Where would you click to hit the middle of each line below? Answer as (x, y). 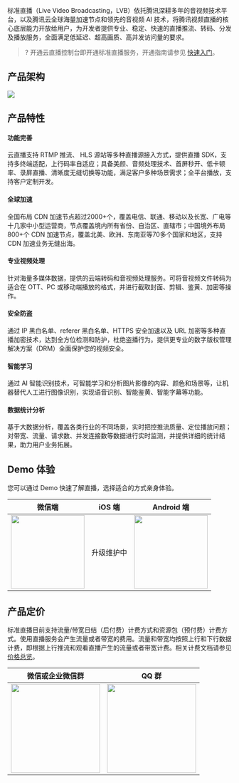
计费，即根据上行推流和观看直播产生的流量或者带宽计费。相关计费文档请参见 (119, 648)
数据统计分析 (26, 410)
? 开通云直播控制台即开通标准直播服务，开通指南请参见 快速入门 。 (122, 52)
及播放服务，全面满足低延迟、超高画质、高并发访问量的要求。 (98, 37)
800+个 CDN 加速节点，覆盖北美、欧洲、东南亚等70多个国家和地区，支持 (115, 234)
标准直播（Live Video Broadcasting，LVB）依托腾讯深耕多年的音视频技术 (115, 10)
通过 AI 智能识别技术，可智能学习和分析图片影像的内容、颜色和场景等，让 (115, 383)
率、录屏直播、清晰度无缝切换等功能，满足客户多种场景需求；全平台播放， (116, 172)
